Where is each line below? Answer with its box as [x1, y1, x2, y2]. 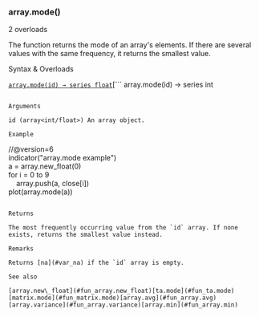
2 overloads [8, 25, 48, 35]
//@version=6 [8, 144, 55, 154]
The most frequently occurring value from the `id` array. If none [8, 224, 239, 232]
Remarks [8, 245, 34, 253]
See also [8, 273, 38, 281]
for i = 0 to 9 [8, 170, 50, 180]
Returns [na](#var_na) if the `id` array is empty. [8, 259, 184, 267]
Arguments [8, 103, 42, 111]
